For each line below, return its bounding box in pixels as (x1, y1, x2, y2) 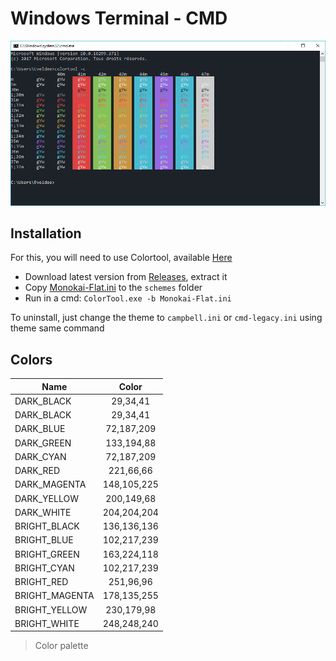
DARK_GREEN (14, 437, 72, 449)
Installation (10, 225, 82, 242)
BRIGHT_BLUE (14, 534, 74, 546)
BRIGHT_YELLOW (14, 603, 88, 616)
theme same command (10, 322, 105, 334)
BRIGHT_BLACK (14, 520, 80, 532)
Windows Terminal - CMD (10, 7, 228, 30)
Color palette (34, 640, 89, 652)
